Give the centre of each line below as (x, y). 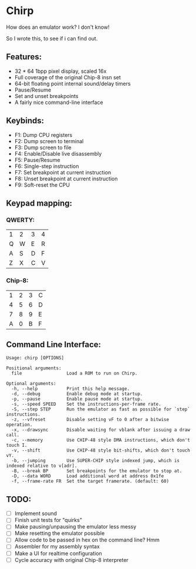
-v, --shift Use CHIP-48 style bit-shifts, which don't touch (101, 450)
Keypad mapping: (39, 203)
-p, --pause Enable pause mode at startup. (77, 399)
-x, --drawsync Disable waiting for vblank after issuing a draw (101, 430)
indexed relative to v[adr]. (42, 466)
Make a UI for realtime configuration (58, 553)
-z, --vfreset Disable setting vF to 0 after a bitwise (90, 420)
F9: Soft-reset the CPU (42, 185)
